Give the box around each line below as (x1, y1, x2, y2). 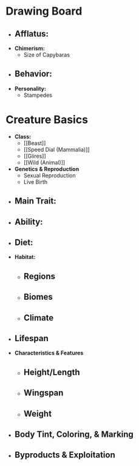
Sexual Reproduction (23, 172, 76, 179)
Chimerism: (14, 44, 45, 52)
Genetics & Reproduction (14, 165, 80, 172)
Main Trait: (14, 196, 56, 207)
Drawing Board (5, 4, 83, 18)
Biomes (23, 292, 53, 302)
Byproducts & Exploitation (14, 450, 116, 461)
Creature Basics (5, 113, 89, 126)
